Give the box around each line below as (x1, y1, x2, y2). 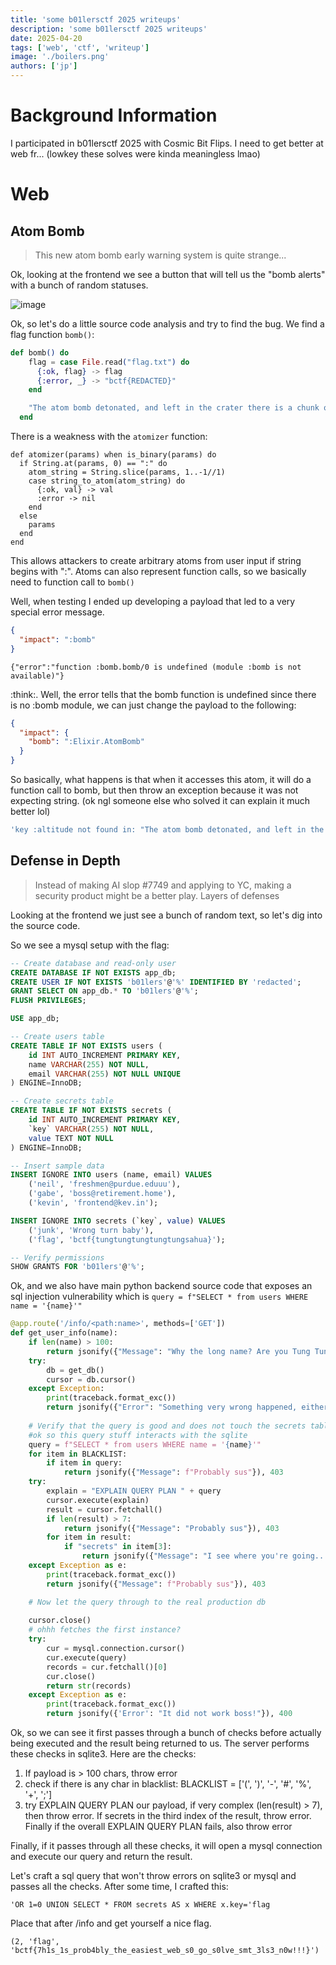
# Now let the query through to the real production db (28, 1597, 267, 1607)
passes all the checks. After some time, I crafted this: (10, 1881, 229, 1892)
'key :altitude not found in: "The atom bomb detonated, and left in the (10, 825, 325, 835)
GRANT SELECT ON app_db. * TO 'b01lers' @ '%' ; (10, 986, 199, 996)
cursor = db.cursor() (46, 1374, 137, 1385)
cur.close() (46, 1671, 97, 1681)
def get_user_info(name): (10, 1328, 118, 1338)
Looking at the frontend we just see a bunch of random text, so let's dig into (10, 909, 323, 921)
